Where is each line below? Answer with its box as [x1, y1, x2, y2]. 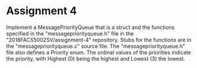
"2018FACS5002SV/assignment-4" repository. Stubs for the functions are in [6, 36, 192, 43]
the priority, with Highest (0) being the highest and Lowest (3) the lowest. [6, 55, 186, 62]
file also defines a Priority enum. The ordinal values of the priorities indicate [6, 48, 192, 56]
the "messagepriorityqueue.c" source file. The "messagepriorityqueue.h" [6, 43, 186, 50]
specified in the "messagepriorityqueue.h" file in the [6, 30, 134, 37]
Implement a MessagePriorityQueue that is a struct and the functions [6, 24, 175, 31]
